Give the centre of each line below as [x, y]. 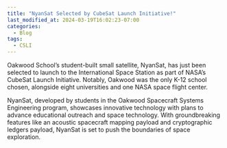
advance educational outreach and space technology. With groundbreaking [114, 115]
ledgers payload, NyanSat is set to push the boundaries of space [99, 129]
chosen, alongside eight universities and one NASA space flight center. [107, 87]
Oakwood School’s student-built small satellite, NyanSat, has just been [107, 65]
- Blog [23, 33]
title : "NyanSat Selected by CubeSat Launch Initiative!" [92, 13]
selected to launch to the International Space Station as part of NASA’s [107, 72]
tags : [15, 39]
